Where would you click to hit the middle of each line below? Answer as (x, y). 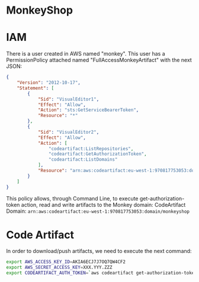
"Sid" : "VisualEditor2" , (68, 132)
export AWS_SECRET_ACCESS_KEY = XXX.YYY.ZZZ (59, 268)
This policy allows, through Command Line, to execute (72, 198)
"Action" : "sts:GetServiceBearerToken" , (88, 110)
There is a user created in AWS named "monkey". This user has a (86, 54)
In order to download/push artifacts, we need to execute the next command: (99, 251)
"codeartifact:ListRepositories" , (91, 148)
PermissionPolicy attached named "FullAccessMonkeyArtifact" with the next (99, 60)
